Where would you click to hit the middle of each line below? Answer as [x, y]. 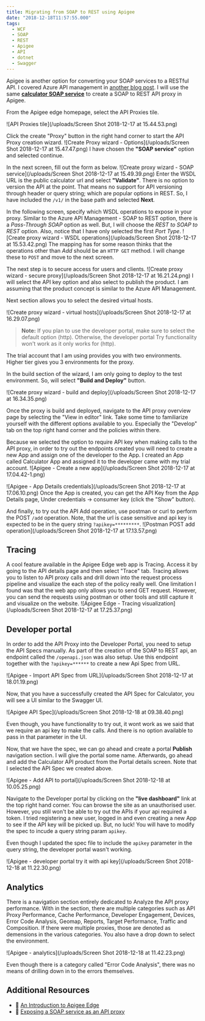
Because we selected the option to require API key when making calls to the [102, 442]
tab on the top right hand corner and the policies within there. [84, 430]
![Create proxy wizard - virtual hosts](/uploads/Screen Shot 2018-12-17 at [99, 312]
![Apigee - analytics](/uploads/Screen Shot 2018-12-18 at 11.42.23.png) [96, 952]
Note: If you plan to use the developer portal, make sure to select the [108, 331]
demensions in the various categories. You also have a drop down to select [101, 934]
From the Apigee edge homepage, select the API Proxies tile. [83, 112]
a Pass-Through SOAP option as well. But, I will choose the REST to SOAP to [102, 225]
